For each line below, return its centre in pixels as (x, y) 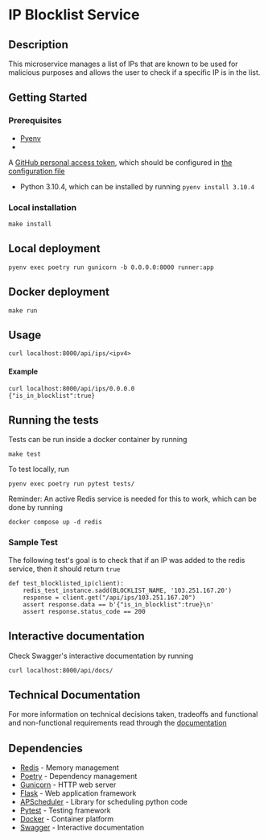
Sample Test (33, 543)
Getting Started (48, 98)
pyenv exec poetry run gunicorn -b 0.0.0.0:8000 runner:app (111, 267)
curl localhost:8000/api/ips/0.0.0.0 (72, 388)
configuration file (37, 171)
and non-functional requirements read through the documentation (118, 723)
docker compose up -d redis (56, 522)
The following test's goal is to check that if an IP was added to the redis (127, 560)
